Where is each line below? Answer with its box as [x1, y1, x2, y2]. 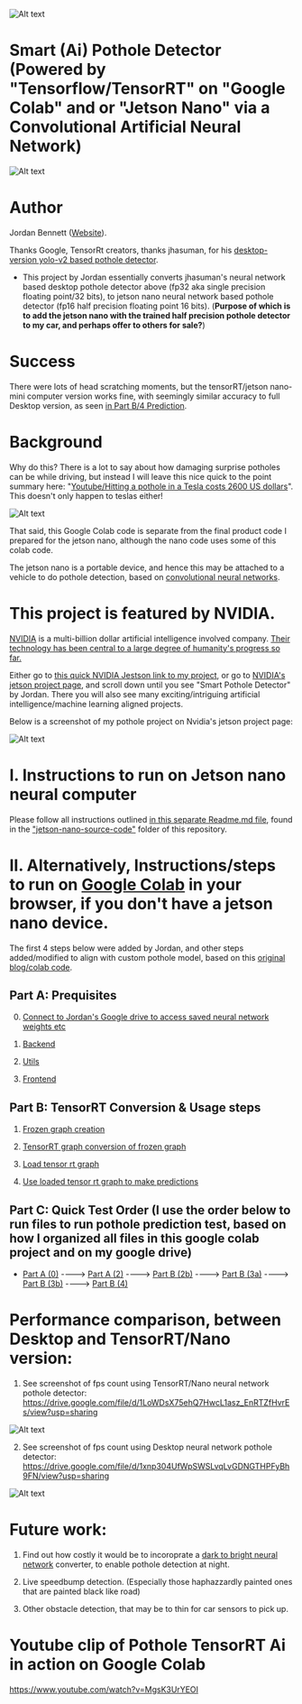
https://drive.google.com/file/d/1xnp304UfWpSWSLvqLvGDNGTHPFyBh [22, 1460, 290, 1471]
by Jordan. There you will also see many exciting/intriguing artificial [9, 688, 261, 699]
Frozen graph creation [22, 1124, 105, 1135]
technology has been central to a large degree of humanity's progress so [9, 642, 281, 653]
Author [9, 198, 63, 218]
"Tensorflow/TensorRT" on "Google [9, 78, 286, 99]
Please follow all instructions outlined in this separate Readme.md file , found [9, 814, 293, 824]
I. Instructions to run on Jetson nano [9, 765, 287, 785]
